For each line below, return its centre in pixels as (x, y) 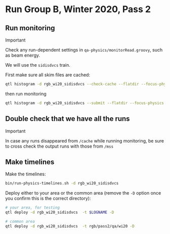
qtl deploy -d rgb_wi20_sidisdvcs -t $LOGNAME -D (60, 213)
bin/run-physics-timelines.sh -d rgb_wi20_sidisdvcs (62, 183)
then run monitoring (26, 93)
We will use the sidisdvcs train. (38, 65)
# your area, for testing (32, 208)
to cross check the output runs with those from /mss (59, 146)
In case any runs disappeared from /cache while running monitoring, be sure (85, 141)
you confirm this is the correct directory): (48, 199)
